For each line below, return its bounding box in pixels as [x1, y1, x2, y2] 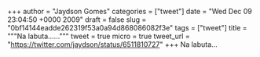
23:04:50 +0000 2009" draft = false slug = [7, 15, 147, 24]
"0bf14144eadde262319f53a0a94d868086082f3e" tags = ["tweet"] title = [7, 23, 248, 32]
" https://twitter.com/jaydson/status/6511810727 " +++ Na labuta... [7, 40, 218, 49]
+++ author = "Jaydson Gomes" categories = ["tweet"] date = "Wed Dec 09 [7, 7, 252, 16]
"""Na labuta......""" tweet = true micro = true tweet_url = [7, 31, 190, 41]
